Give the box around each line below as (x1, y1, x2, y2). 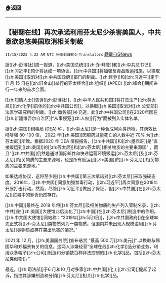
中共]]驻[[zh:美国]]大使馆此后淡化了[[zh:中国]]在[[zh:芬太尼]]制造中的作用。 (5, 209, 159, 214)
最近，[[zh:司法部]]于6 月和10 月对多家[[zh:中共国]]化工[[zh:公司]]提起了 (5, 266, 152, 272)
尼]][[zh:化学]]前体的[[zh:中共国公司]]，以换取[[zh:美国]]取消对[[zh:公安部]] (5, 103, 158, 109)
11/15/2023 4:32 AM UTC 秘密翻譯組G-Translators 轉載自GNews (5, 51, 132, 57)
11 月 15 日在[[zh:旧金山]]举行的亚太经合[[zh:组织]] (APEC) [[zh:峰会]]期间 (5, 80, 154, 86)
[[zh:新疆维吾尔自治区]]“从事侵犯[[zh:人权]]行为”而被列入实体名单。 (5, 115, 142, 121)
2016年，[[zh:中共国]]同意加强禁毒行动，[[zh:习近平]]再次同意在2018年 (13, 179, 158, 185)
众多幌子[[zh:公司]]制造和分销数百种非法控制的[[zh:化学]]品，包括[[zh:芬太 (9, 250, 161, 256)
